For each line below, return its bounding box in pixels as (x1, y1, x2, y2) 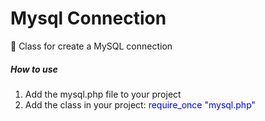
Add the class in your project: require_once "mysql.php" (24, 98, 257, 111)
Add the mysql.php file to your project (24, 88, 182, 100)
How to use (10, 63, 58, 75)
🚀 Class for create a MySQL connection (10, 40, 173, 52)
